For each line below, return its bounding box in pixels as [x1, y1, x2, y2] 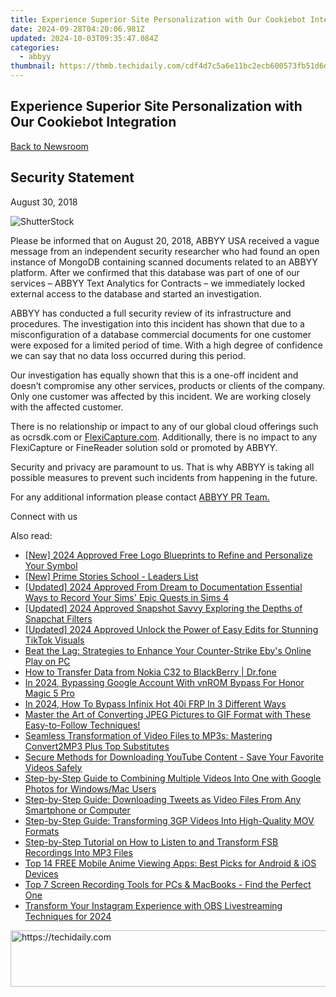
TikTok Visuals [24, 634, 85, 646]
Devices [24, 867, 59, 880]
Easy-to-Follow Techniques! [24, 719, 141, 731]
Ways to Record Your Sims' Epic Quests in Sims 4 [24, 591, 230, 603]
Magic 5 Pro [24, 687, 75, 699]
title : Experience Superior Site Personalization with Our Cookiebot [10, 14, 307, 25]
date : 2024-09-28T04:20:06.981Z [10, 24, 145, 34]
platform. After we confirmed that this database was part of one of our [10, 266, 300, 278]
